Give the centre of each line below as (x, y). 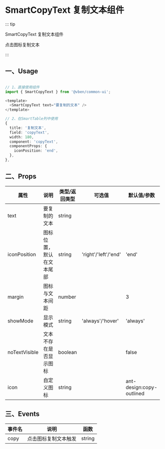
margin (15, 297)
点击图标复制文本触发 (52, 439)
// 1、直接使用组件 (22, 87)
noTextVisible (23, 352)
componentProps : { (28, 146)
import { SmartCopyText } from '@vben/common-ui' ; (58, 92)
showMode (20, 321)
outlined (135, 393)
